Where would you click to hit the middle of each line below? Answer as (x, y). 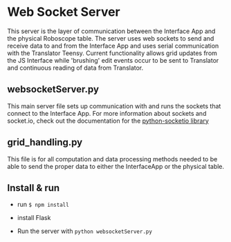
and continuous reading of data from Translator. (75, 68)
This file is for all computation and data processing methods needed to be (112, 159)
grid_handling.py (45, 142)
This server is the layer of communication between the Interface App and (111, 31)
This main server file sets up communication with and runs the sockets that (114, 106)
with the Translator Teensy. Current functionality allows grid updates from (112, 53)
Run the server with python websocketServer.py (84, 231)
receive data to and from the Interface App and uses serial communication (113, 46)
